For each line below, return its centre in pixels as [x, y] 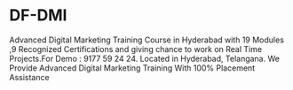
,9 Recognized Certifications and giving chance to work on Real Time [136, 49]
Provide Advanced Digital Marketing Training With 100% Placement [132, 68]
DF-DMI [38, 15]
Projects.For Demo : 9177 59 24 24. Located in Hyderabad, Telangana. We [144, 58]
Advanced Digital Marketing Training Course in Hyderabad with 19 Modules [146, 40]
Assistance [30, 77]
